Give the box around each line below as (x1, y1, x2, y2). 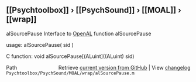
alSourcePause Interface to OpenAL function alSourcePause (6, 30, 152, 37)
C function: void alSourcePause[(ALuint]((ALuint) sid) (6, 53, 135, 60)
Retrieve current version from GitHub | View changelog (58, 64, 191, 71)
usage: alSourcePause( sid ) (6, 41, 74, 48)
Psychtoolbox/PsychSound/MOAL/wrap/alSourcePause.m (6, 70, 135, 76)
